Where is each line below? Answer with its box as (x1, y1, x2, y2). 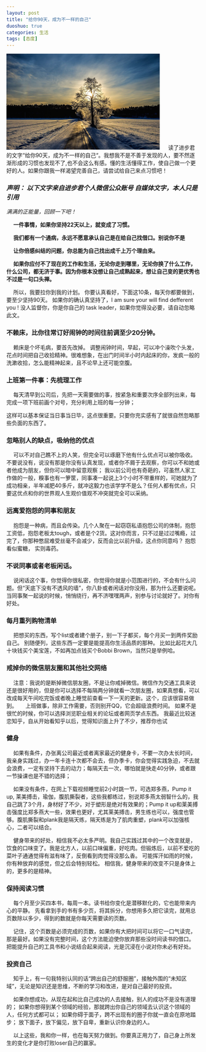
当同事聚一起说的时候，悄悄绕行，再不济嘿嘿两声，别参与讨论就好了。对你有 (6, 592, 200, 599)
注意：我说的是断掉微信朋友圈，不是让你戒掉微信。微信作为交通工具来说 (13, 679, 196, 686)
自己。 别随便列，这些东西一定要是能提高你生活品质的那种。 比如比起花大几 (6, 639, 197, 647)
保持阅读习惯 (6, 884, 45, 892)
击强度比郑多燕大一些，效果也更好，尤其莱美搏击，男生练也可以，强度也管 (6, 808, 194, 816)
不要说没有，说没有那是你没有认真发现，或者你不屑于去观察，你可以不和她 (6, 459, 194, 466)
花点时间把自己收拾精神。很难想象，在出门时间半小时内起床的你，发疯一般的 (6, 351, 200, 358)
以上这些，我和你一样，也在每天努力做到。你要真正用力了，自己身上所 (13, 1032, 191, 1039)
